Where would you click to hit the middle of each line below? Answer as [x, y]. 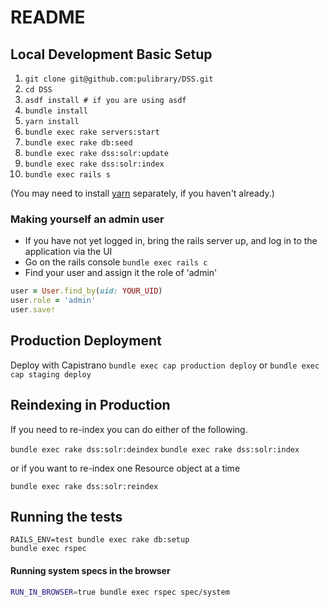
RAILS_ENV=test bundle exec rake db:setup [100, 540]
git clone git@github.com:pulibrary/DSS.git [119, 79]
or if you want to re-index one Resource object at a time [125, 468]
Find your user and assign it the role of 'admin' [121, 273]
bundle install [56, 111]
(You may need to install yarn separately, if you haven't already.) [142, 193]
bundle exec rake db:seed [78, 143]
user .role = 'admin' [53, 301]
